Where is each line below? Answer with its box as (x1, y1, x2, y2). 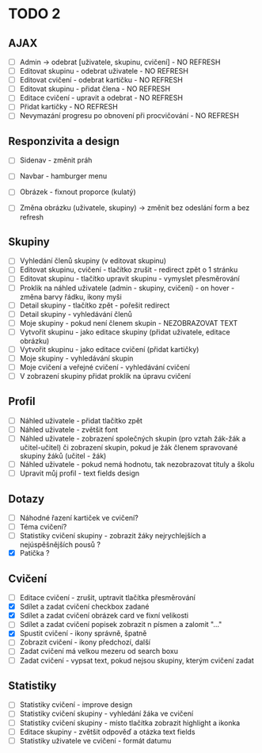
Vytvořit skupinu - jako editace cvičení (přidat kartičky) (19, 344, 199, 354)
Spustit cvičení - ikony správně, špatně (19, 629, 147, 638)
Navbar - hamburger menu (19, 171, 108, 181)
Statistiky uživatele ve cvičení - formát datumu (19, 736, 172, 745)
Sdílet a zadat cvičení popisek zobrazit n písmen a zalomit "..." (19, 620, 222, 629)
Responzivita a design (8, 134, 120, 147)
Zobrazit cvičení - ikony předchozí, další (19, 637, 150, 647)
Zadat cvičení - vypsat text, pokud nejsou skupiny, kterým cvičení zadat (19, 656, 255, 665)
